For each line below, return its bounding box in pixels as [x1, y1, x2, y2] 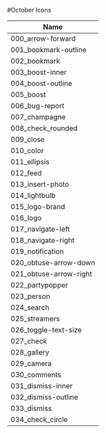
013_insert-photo [10, 179, 70, 189]
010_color [10, 146, 44, 155]
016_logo [10, 213, 42, 223]
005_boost [10, 90, 46, 99]
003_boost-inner [10, 68, 67, 77]
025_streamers [10, 314, 61, 323]
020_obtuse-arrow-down [10, 258, 96, 268]
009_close [10, 134, 45, 144]
